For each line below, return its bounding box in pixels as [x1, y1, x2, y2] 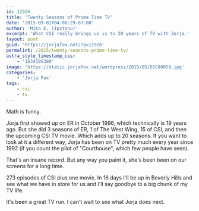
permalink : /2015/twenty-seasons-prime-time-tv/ [6, 48, 129, 53]
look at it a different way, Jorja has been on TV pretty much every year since [6, 138, 194, 146]
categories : [6, 70, 36, 75]
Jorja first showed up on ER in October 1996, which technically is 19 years [6, 119, 187, 127]
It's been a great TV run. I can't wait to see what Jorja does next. [6, 198, 165, 205]
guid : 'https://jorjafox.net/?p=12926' [6, 42, 105, 48]
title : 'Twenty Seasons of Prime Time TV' [6, 14, 113, 20]
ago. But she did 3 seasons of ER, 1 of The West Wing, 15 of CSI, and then [6, 125, 187, 133]
